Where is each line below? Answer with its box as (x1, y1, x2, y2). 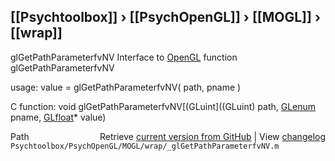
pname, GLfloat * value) (10, 111, 107, 123)
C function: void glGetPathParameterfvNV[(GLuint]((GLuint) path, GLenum (10, 100, 317, 112)
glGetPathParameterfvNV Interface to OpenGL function (10, 51, 238, 63)
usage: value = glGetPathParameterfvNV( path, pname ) (10, 81, 242, 93)
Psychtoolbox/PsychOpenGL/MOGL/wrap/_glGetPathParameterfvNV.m (10, 141, 280, 151)
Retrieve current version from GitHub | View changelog (99, 130, 326, 142)
